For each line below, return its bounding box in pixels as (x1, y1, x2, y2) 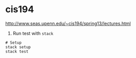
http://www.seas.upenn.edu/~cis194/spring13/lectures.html (5, 20, 131, 26)
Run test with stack (12, 30, 54, 36)
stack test (5, 49, 29, 54)
